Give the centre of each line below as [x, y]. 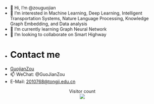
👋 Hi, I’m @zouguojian [33, 8]
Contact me [35, 55]
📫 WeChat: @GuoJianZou [37, 74]
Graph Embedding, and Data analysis [48, 24]
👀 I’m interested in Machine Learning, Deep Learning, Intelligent [76, 13]
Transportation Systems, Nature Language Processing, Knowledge [79, 18]
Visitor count [82, 91]
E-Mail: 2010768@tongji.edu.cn [43, 81]
